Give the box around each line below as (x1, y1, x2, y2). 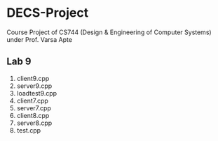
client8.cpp (16, 111, 50, 119)
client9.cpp (16, 74, 50, 82)
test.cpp (16, 126, 41, 134)
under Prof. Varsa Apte (6, 35, 73, 43)
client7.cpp (16, 96, 48, 105)
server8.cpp (16, 119, 53, 127)
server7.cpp (16, 103, 52, 112)
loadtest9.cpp (16, 89, 57, 97)
